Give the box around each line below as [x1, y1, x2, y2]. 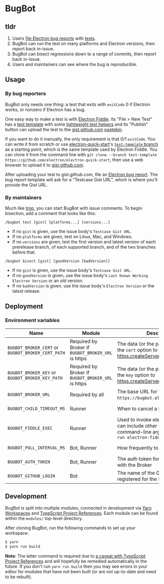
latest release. [12, 288, 41, 294]
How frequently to [117, 444, 159, 451]
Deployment [5, 302, 43, 311]
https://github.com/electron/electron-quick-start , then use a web [5, 157, 143, 163]
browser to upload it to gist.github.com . [5, 162, 84, 168]
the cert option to [117, 346, 158, 353]
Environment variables [5, 317, 60, 324]
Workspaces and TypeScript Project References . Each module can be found [5, 510, 158, 516]
